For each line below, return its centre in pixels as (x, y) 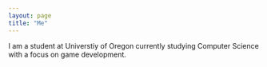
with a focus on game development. (67, 54)
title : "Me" (28, 23)
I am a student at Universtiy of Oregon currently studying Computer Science (134, 45)
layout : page (30, 16)
